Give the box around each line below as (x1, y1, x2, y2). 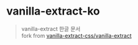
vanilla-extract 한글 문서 (21, 25, 81, 32)
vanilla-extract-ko (6, 4, 100, 18)
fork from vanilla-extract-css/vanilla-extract (21, 32, 132, 39)
